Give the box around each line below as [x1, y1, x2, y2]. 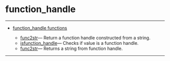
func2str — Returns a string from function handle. [20, 45, 123, 51]
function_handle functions [12, 25, 67, 31]
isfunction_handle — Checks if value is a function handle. [20, 40, 139, 46]
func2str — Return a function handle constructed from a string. [20, 34, 151, 41]
